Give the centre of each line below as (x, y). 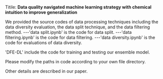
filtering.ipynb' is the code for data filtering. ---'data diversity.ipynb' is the (80, 37)
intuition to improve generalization (41, 12)
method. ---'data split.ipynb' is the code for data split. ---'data (68, 32)
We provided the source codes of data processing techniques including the (82, 22)
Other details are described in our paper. (46, 71)
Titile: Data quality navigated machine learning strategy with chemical (78, 7)
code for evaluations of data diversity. (44, 43)
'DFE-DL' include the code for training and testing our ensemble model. (78, 52)
